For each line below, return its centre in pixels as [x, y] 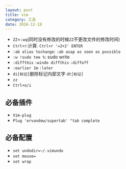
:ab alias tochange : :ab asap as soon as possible [67, 52]
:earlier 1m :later [33, 68]
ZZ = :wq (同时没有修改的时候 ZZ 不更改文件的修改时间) [66, 39]
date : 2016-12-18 [24, 24]
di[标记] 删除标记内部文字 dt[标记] [48, 74]
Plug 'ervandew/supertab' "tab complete [56, 121]
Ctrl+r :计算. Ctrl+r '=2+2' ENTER [48, 46]
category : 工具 [21, 19]
